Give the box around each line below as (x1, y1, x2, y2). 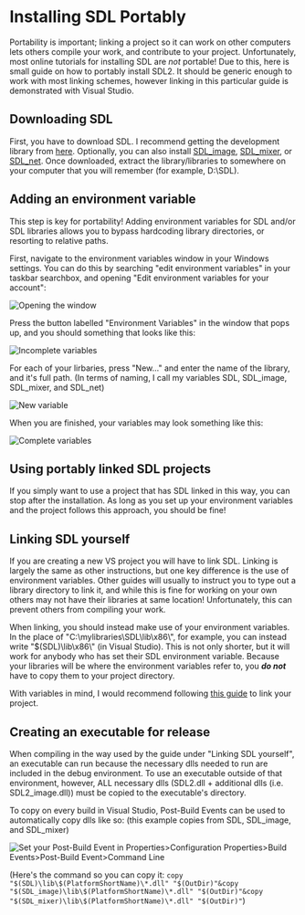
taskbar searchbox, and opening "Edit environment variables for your (9, 272, 269, 283)
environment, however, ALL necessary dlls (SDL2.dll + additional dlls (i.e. (9, 778, 284, 788)
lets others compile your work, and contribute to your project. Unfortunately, (9, 46, 297, 57)
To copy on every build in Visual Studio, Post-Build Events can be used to (9, 805, 286, 815)
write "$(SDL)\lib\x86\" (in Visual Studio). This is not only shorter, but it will (9, 641, 290, 652)
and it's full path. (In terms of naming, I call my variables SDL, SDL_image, (9, 372, 288, 383)
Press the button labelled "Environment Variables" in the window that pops (9, 317, 290, 328)
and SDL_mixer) (9, 825, 70, 835)
